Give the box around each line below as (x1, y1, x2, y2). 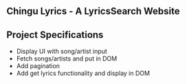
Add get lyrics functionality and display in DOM (16, 69, 151, 78)
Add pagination (16, 62, 60, 70)
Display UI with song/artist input (16, 48, 107, 56)
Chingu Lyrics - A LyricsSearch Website (6, 6, 180, 17)
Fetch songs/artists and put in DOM (16, 54, 118, 63)
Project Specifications (6, 29, 104, 41)
